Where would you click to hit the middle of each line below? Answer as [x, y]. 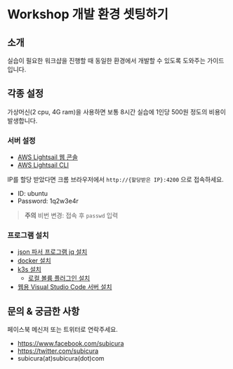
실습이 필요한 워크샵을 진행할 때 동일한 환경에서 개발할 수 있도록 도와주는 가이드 [116, 61]
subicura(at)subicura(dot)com [61, 358]
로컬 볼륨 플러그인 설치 [59, 279]
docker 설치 [34, 261]
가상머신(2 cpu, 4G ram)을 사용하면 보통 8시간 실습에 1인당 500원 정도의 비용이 [117, 112]
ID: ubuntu [32, 194]
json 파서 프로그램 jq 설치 [52, 252]
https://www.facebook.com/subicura [71, 344]
